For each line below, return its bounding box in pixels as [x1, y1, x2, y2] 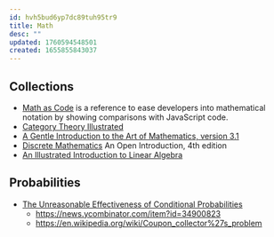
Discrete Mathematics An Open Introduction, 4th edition [21, 139, 227, 151]
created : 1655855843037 [9, 46, 98, 55]
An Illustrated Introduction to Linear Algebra [21, 149, 183, 160]
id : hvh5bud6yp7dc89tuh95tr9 [9, 12, 117, 22]
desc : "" [9, 29, 42, 38]
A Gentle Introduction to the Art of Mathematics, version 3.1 [21, 130, 239, 141]
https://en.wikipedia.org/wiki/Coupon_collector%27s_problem [35, 217, 262, 228]
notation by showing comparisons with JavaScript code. [21, 112, 229, 122]
